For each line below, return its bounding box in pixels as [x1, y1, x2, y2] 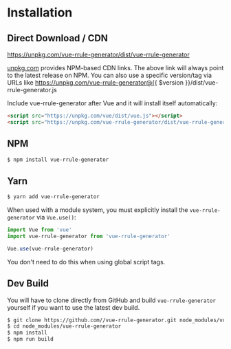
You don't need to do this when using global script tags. [7, 257, 166, 266]
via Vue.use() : [36, 213, 76, 222]
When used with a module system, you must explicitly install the [7, 206, 188, 214]
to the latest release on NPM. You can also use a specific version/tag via [7, 71, 212, 79]
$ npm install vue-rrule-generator [7, 156, 109, 163]
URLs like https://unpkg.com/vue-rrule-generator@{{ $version [7, 78, 184, 87]
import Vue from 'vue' [7, 226, 72, 233]
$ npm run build [7, 336, 54, 343]
